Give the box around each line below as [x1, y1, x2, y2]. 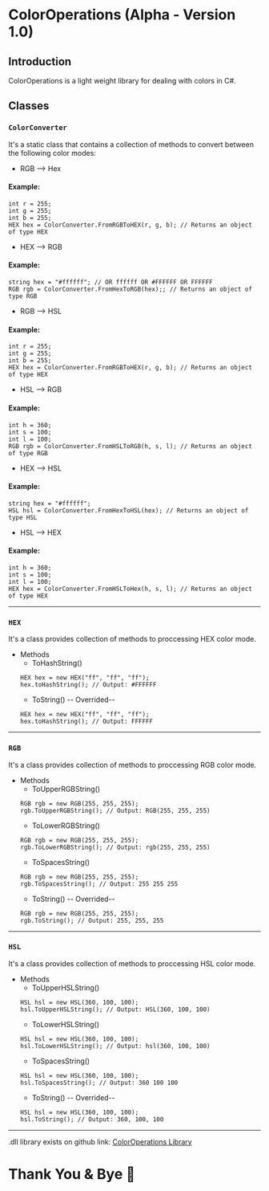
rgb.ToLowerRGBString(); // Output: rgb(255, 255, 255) [19, 843, 211, 851]
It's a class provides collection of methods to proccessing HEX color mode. [8, 634, 256, 644]
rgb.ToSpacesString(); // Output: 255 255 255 [19, 879, 179, 888]
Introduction [8, 55, 72, 68]
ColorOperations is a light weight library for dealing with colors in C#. [8, 76, 236, 85]
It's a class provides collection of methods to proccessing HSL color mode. [8, 958, 256, 969]
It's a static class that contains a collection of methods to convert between [8, 139, 255, 149]
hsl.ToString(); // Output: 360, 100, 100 [19, 1115, 164, 1124]
